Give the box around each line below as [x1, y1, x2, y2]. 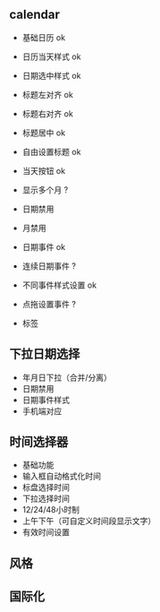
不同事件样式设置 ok [21, 280, 97, 290]
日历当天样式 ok [21, 51, 81, 62]
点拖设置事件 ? [21, 298, 76, 309]
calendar [9, 7, 61, 22]
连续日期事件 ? [21, 260, 76, 272]
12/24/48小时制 [21, 504, 80, 515]
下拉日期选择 [9, 347, 80, 362]
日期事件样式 [21, 394, 70, 405]
